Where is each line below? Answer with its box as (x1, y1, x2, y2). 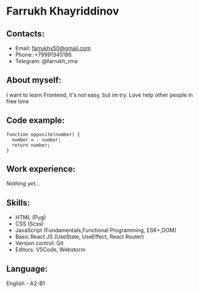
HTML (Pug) (15, 214, 46, 221)
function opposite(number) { (6, 131, 80, 137)
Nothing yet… (6, 180, 41, 187)
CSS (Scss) (15, 220, 44, 227)
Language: (6, 263, 48, 274)
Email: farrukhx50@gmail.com (15, 44, 91, 52)
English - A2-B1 (6, 280, 46, 287)
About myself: (6, 75, 62, 86)
